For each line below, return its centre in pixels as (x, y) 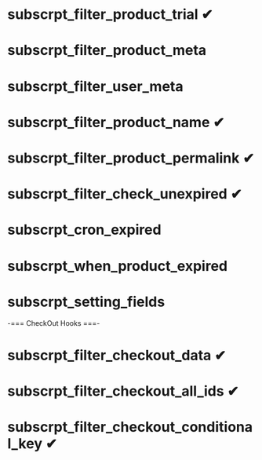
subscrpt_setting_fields (86, 302)
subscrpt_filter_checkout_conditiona (130, 427)
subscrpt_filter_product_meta (107, 51)
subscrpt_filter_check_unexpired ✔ (125, 194)
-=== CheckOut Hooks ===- (54, 323)
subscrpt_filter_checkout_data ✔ (117, 355)
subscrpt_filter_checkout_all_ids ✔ (123, 391)
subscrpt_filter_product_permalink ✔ (131, 158)
